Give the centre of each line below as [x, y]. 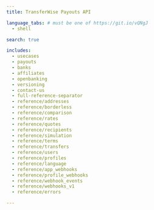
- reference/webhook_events [47, 181]
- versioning [28, 85]
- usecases [26, 56]
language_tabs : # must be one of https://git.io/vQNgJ [77, 23]
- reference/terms [35, 141]
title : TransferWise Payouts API [49, 12]
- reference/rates [35, 118]
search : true [23, 40]
